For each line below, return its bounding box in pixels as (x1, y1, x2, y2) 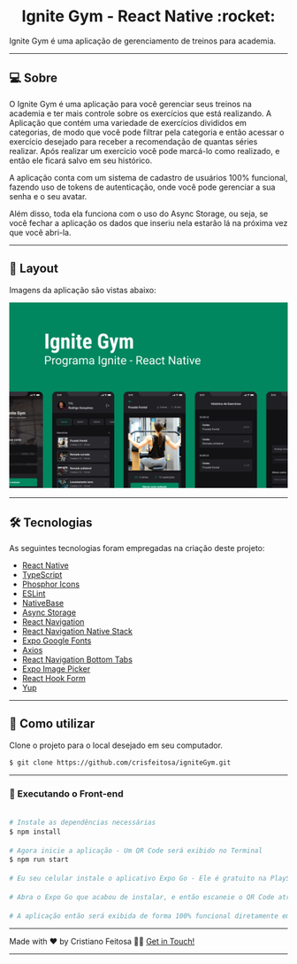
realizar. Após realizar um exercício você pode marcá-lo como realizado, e (9, 145, 280, 156)
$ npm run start (9, 855, 69, 865)
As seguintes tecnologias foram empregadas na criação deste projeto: (9, 543, 265, 554)
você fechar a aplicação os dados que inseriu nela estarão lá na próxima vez (9, 217, 288, 228)
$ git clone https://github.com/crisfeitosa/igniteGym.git (9, 758, 232, 767)
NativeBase (21, 598, 65, 609)
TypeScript (21, 570, 63, 580)
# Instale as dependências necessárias (9, 818, 156, 827)
